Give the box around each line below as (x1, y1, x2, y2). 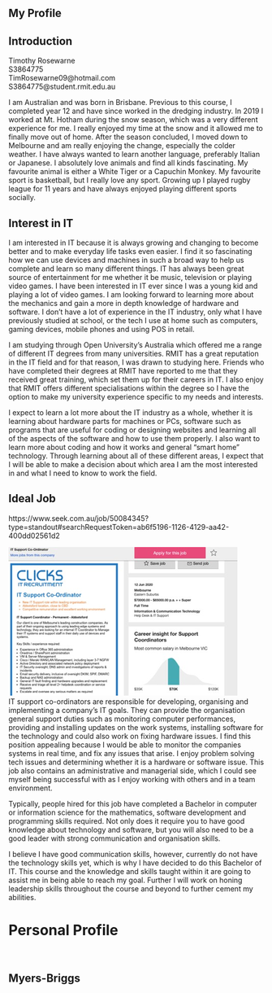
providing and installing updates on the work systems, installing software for (8, 722, 264, 732)
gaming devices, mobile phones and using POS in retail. (8, 325, 195, 335)
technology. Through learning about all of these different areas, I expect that (8, 451, 264, 461)
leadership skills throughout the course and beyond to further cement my (8, 883, 253, 894)
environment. (8, 783, 53, 793)
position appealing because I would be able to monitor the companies (8, 740, 242, 750)
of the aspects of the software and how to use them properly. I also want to (8, 434, 261, 444)
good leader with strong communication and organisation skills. (8, 833, 221, 843)
